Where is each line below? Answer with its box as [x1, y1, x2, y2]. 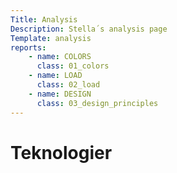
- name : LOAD [28, 71, 83, 81]
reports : [10, 42, 47, 53]
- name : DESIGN [28, 89, 92, 99]
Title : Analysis [10, 14, 78, 25]
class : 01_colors [36, 61, 110, 71]
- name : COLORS [28, 52, 92, 62]
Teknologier [10, 141, 113, 164]
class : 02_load [36, 80, 101, 90]
